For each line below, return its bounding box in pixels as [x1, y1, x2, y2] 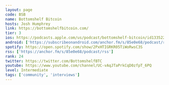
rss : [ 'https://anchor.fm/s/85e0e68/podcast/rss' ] [5, 49, 114, 54]
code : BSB [5, 12, 26, 17]
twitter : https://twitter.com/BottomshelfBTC [5, 58, 102, 63]
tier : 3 [5, 30, 22, 35]
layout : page [5, 7, 33, 12]
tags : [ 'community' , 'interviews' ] [5, 72, 80, 77]
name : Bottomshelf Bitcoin [5, 16, 62, 21]
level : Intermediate [5, 68, 49, 73]
